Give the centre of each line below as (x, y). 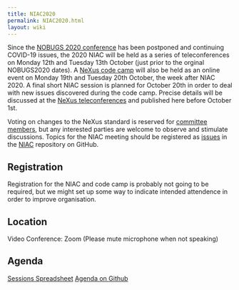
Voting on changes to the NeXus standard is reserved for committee (107, 122)
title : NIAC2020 (31, 14)
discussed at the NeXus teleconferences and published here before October (119, 100)
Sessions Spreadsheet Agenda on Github (68, 278)
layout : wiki (27, 27)
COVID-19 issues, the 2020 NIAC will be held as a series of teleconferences (118, 55)
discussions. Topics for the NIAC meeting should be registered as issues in (117, 137)
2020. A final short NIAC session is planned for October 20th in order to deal (120, 86)
